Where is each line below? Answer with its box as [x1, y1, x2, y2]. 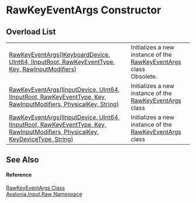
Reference [6, 171, 32, 178]
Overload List [6, 27, 56, 37]
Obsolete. [131, 72, 157, 80]
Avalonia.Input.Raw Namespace [6, 190, 83, 197]
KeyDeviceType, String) [9, 135, 73, 143]
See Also [6, 155, 39, 165]
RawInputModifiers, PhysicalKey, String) [9, 100, 120, 108]
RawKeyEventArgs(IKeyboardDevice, [9, 51, 110, 58]
